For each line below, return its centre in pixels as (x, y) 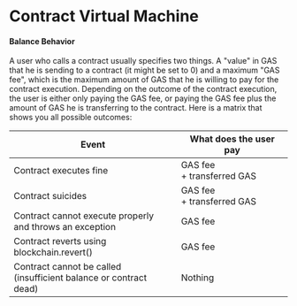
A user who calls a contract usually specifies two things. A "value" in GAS (143, 61)
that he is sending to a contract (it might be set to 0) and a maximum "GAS (145, 70)
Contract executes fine (61, 171)
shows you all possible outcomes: (71, 118)
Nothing (198, 278)
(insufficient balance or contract (80, 278)
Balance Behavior (42, 41)
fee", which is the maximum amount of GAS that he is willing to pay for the (144, 80)
